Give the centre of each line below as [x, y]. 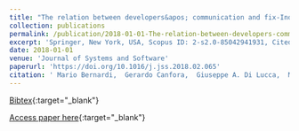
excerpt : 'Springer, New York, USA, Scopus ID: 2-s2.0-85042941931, [139, 42]
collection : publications [57, 26]
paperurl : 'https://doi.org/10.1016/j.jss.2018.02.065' [115, 67]
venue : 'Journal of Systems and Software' [89, 58]
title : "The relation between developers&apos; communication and [135, 17]
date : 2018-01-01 [41, 50]
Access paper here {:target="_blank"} [77, 117]
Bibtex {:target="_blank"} [54, 100]
